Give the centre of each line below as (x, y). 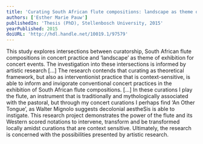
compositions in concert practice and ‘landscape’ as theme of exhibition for (100, 58)
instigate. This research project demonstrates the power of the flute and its (99, 116)
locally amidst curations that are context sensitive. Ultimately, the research (99, 128)
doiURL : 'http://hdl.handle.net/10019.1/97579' (67, 34)
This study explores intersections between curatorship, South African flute (99, 51)
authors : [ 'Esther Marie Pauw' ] (47, 17)
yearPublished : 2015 (32, 29)
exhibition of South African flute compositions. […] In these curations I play (99, 90)
